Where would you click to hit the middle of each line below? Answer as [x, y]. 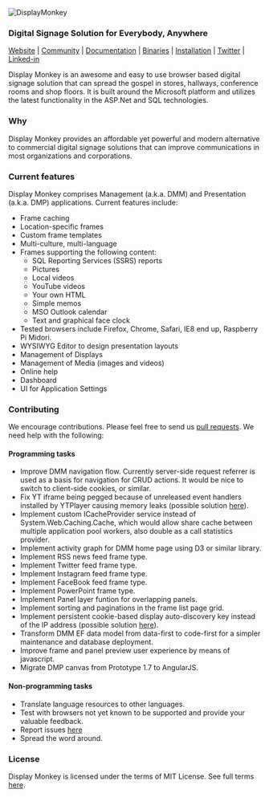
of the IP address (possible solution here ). [89, 625]
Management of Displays [61, 354]
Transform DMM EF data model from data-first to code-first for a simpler [140, 633]
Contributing [34, 409]
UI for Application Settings [63, 388]
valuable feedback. [52, 721]
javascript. [37, 659]
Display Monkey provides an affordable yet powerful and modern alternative [134, 138]
